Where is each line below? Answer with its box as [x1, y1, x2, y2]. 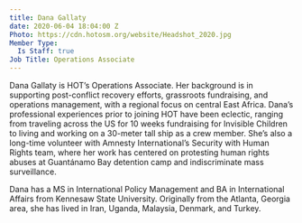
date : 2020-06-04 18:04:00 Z [9, 22, 119, 31]
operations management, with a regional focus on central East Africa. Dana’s [9, 99, 294, 109]
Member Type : [9, 38, 59, 48]
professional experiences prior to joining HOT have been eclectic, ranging [9, 109, 284, 119]
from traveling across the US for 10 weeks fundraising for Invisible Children [9, 118, 288, 129]
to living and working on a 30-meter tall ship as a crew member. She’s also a [9, 128, 293, 138]
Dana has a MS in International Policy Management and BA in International [9, 184, 285, 194]
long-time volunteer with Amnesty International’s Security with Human [9, 137, 270, 148]
